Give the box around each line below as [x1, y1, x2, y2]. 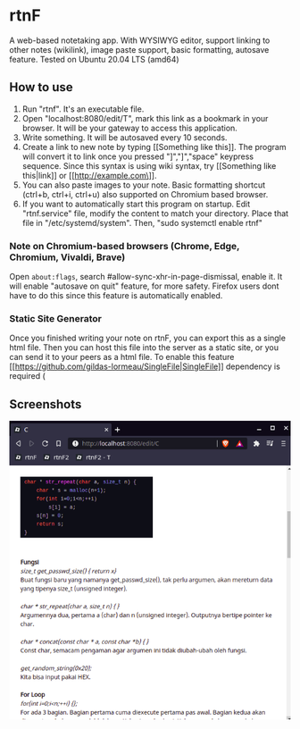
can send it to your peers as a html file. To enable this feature [9, 352, 235, 363]
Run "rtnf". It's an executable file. [21, 104, 145, 114]
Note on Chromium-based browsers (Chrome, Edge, [9, 239, 240, 252]
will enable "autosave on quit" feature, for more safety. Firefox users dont [9, 281, 279, 291]
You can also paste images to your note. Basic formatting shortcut [21, 180, 266, 190]
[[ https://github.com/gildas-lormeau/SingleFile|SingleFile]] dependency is [9, 361, 281, 372]
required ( [9, 371, 46, 381]
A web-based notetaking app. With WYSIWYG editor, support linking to [9, 35, 271, 46]
